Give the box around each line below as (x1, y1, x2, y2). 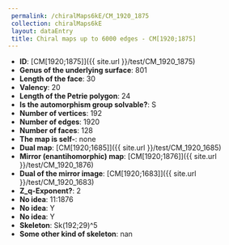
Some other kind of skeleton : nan (19, 229, 133, 239)
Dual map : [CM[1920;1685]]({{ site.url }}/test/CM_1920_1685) (19, 143, 222, 153)
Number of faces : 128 (19, 126, 94, 135)
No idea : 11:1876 (19, 195, 74, 204)
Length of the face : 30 (19, 74, 96, 84)
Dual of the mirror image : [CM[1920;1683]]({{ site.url (19, 169, 197, 178)
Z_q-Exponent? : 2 (19, 186, 82, 196)
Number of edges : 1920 (19, 117, 100, 127)
